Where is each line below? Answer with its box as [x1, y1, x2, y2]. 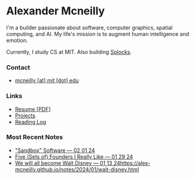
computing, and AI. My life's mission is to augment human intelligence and [6, 30, 190, 37]
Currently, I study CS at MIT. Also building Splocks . [6, 48, 132, 55]
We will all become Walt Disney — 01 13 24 [14, 159, 121, 166]
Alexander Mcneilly [6, 4, 105, 18]
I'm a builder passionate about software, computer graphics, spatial [6, 24, 173, 31]
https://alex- [120, 159, 151, 166]
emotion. [6, 37, 28, 44]
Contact [6, 63, 31, 71]
